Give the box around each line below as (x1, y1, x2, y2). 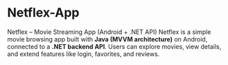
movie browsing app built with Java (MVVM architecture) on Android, (7, 35, 208, 43)
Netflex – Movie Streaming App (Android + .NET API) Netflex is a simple (7, 28, 211, 36)
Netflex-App (7, 5, 80, 21)
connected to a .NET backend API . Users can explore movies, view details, (7, 42, 222, 50)
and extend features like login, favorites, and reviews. (7, 50, 160, 58)
